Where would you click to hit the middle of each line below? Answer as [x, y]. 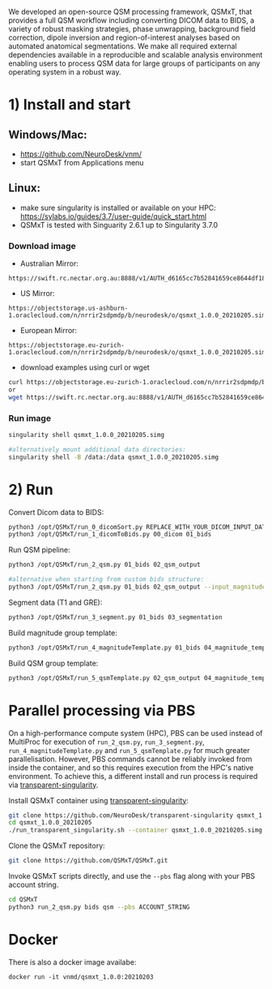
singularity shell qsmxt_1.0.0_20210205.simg [86, 435]
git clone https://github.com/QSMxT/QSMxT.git [88, 861]
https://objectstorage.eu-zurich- [67, 345]
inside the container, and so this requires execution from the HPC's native [131, 767]
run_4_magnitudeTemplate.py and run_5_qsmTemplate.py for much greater [129, 750]
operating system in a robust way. [65, 72]
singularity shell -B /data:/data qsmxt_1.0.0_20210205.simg [114, 457]
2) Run [31, 489]
